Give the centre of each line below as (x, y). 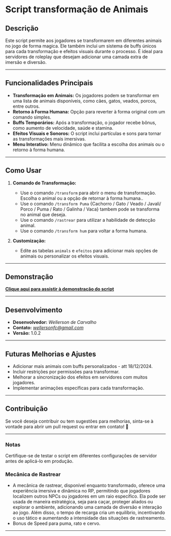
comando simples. (32, 117)
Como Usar (23, 170)
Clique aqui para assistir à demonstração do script (60, 289)
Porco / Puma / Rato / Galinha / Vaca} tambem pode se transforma (90, 209)
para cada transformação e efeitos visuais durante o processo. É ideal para (84, 51)
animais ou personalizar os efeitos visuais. (65, 256)
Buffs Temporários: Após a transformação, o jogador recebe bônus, (84, 122)
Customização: (29, 241)
